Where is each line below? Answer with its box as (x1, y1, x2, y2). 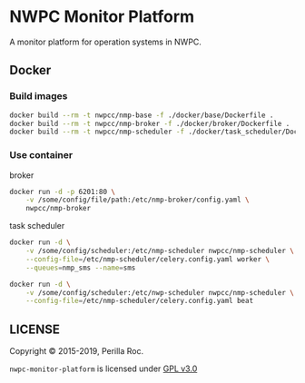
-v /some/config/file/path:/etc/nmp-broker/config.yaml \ (25, 195, 250, 205)
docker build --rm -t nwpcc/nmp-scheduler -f (9, 127, 184, 137)
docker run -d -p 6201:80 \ (9, 187, 116, 196)
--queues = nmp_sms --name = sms (25, 263, 136, 272)
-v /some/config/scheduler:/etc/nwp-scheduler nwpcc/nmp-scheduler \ (25, 288, 295, 297)
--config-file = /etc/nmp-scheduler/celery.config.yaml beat (25, 297, 254, 306)
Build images (9, 90, 68, 103)
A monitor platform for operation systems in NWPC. (9, 36, 202, 47)
